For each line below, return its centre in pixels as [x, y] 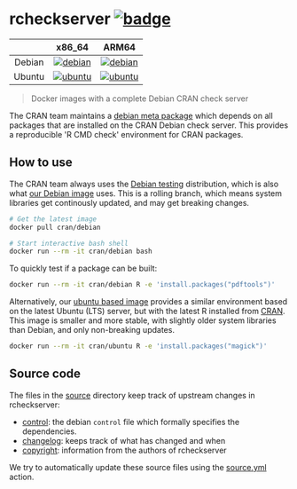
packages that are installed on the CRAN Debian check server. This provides [149, 125]
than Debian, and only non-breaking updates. [92, 330]
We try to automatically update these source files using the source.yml [138, 467]
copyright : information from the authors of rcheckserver [125, 450]
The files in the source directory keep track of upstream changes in [132, 395]
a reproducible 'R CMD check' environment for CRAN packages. [126, 134]
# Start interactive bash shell [69, 243]
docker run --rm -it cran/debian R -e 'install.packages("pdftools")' [142, 285]
